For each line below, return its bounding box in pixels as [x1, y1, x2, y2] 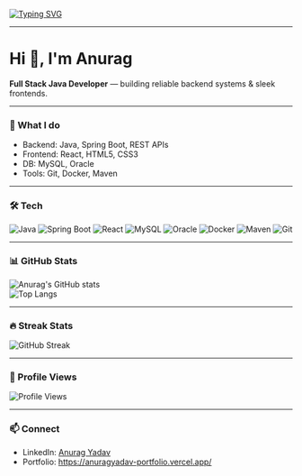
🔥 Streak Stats [9, 319, 74, 332]
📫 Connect [9, 423, 60, 435]
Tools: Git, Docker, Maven [22, 168, 119, 179]
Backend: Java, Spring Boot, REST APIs [22, 140, 169, 151]
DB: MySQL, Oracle [22, 159, 94, 169]
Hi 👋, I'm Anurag [9, 49, 133, 69]
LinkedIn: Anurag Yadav [22, 446, 111, 457]
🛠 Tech [9, 199, 43, 212]
